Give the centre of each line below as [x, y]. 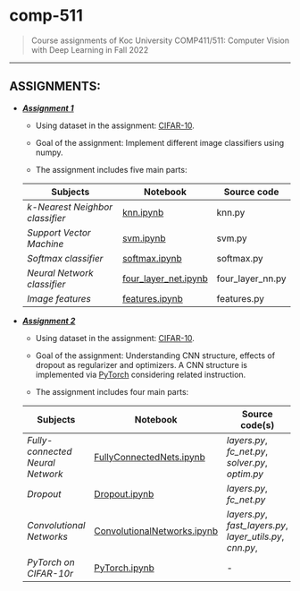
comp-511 [46, 16]
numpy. [49, 152]
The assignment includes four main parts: [112, 391]
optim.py [245, 474]
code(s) [258, 424]
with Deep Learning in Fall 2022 [90, 49]
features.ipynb [152, 298]
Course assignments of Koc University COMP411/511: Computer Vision [160, 40]
